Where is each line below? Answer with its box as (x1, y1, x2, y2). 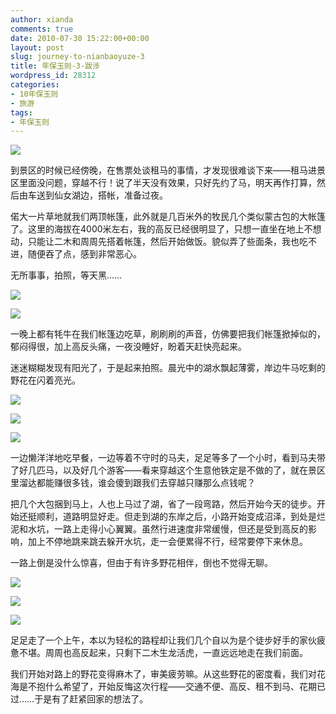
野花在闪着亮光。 (10, 374, 81, 386)
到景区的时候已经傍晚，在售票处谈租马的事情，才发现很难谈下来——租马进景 (10, 164, 326, 176)
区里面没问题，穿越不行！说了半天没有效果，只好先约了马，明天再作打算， (10, 177, 317, 189)
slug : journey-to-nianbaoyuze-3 (10, 52, 145, 62)
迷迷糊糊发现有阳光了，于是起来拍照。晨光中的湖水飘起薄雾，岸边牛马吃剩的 (10, 362, 326, 374)
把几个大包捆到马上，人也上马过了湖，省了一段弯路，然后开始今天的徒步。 (10, 498, 317, 510)
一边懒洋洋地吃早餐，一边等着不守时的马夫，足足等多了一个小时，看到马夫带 (10, 452, 326, 464)
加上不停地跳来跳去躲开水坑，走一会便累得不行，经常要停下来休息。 (27, 536, 308, 548)
